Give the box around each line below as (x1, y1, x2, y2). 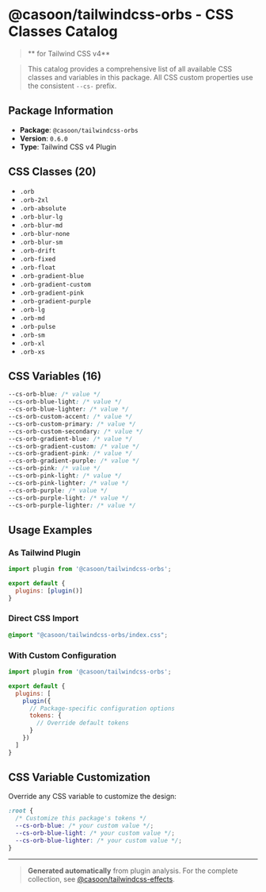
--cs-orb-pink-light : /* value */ (8, 472, 123, 480)
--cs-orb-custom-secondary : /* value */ (8, 427, 144, 435)
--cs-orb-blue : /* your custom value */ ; (15, 822, 154, 830)
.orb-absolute (19, 204, 66, 212)
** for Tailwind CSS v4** (27, 48, 111, 58)
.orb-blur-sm (19, 238, 63, 246)
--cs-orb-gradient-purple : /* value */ (8, 457, 140, 465)
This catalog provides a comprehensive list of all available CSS (27, 64, 233, 73)
